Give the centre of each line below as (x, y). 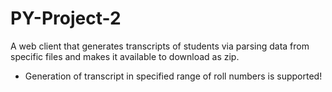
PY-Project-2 (66, 18)
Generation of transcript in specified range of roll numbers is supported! (173, 76)
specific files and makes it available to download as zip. (125, 56)
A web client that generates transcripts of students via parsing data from (160, 46)
